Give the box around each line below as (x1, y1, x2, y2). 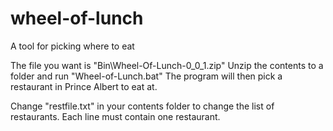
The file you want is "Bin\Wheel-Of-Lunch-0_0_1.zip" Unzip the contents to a (10, 59, 324, 71)
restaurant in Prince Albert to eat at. (10, 80, 158, 92)
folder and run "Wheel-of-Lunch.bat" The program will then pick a (10, 70, 283, 82)
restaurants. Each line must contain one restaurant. (10, 110, 221, 122)
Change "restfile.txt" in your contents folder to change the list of (10, 100, 275, 112)
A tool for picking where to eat (10, 40, 135, 52)
